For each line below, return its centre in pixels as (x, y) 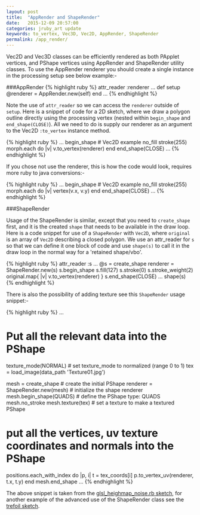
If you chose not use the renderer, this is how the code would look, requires (99, 166)
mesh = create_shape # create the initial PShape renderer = (79, 383)
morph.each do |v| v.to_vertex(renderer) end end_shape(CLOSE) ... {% (93, 148)
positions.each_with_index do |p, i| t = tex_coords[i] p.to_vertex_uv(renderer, (100, 475)
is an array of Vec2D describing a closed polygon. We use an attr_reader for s (100, 239)
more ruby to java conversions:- (45, 173)
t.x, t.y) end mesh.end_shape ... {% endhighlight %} (70, 482)
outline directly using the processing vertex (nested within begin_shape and (99, 118)
